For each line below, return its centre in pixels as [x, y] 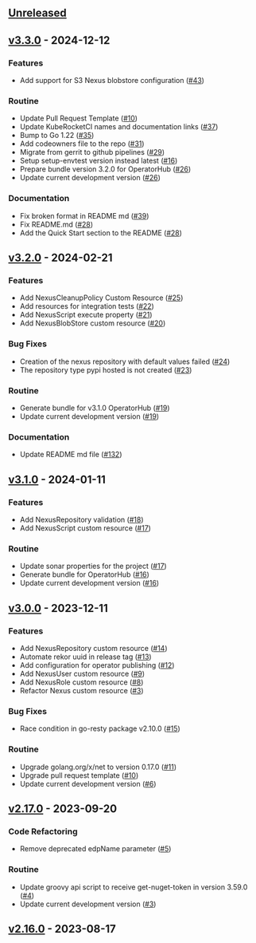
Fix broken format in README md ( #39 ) [84, 215]
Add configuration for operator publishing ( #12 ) [97, 665]
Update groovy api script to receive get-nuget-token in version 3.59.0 [134, 887]
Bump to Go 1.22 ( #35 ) [57, 136]
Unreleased [38, 13]
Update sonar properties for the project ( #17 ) [93, 566]
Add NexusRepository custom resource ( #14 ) [94, 648]
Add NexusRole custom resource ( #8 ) [81, 682]
